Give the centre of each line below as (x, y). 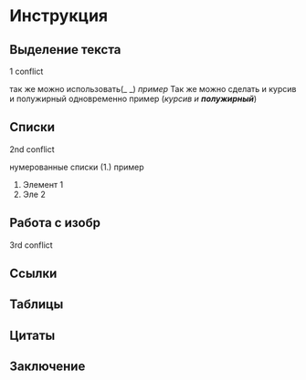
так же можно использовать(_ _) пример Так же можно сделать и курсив (153, 89)
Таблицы (37, 305)
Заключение (47, 367)
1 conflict (26, 71)
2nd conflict (32, 149)
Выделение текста (65, 50)
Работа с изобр (55, 223)
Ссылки (33, 274)
